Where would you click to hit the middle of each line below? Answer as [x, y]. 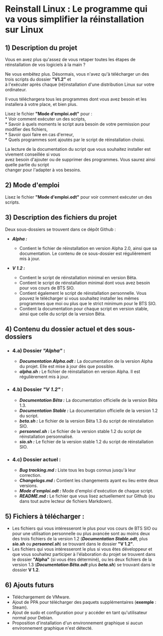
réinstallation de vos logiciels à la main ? [45, 65]
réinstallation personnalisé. [46, 436]
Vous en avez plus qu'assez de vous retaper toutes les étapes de [70, 59]
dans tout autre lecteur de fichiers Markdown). [66, 501]
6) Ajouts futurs [30, 585]
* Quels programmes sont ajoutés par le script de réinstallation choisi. [75, 140]
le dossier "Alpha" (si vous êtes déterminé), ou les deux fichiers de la [82, 559]
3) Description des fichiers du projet [61, 217]
